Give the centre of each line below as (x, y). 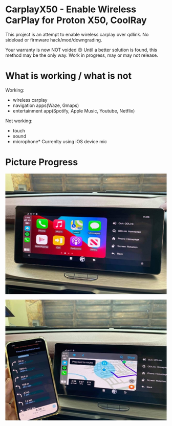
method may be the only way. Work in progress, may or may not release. (82, 55)
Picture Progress (42, 162)
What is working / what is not (69, 76)
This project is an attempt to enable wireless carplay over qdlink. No (77, 34)
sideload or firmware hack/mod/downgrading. (54, 40)
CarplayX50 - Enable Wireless (71, 9)
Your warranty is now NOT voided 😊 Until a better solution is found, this (81, 50)
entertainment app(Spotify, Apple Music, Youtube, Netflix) (74, 110)
